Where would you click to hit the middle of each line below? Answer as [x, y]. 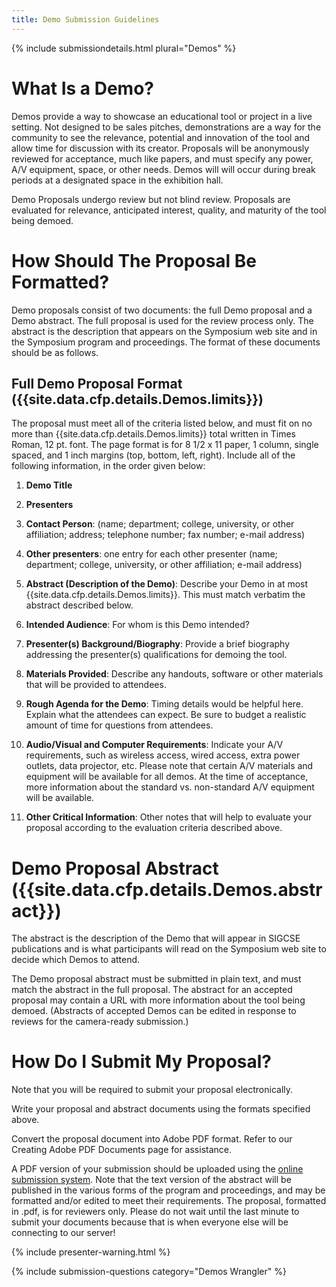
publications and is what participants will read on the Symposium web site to [169, 949]
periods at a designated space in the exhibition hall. [117, 180]
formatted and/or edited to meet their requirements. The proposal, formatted [169, 1201]
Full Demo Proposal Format [97, 383]
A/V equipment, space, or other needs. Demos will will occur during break [163, 169]
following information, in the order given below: [108, 466]
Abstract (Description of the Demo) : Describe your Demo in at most [167, 584]
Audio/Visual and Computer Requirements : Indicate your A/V [154, 745]
